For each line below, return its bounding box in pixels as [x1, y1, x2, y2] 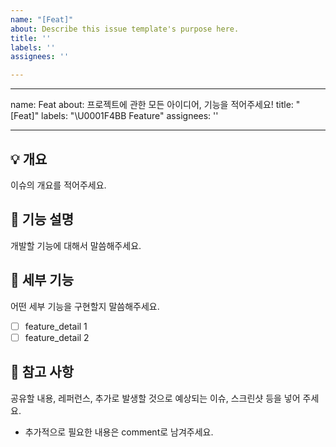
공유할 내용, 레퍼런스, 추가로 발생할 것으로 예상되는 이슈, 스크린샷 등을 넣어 [10, 392, 301, 404]
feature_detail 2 [24, 331, 90, 343]
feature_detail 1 [24, 320, 88, 332]
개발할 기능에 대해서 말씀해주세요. [10, 239, 142, 251]
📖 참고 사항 [10, 364, 75, 381]
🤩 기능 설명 [10, 211, 75, 228]
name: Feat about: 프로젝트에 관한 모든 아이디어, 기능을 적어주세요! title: [10, 99, 294, 111]
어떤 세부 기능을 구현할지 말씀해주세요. [10, 300, 160, 312]
